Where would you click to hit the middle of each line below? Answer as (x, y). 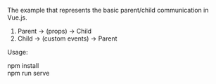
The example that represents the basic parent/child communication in (108, 10)
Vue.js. (17, 17)
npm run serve (28, 73)
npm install (23, 65)
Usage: (18, 52)
